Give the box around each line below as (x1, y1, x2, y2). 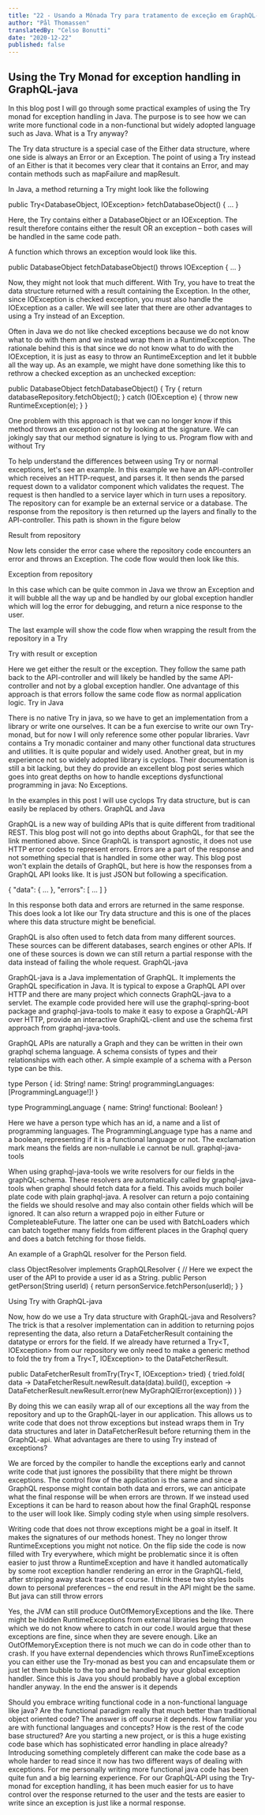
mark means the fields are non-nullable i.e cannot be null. (8, 1143, 196, 1152)
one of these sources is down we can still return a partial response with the (8, 949, 252, 958)
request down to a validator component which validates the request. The (8, 481, 244, 490)
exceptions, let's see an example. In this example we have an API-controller (8, 464, 254, 474)
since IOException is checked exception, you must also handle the (8, 294, 223, 304)
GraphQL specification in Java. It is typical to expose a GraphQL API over (8, 981, 246, 990)
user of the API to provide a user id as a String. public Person (8, 1272, 207, 1282)
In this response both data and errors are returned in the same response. (8, 900, 244, 909)
